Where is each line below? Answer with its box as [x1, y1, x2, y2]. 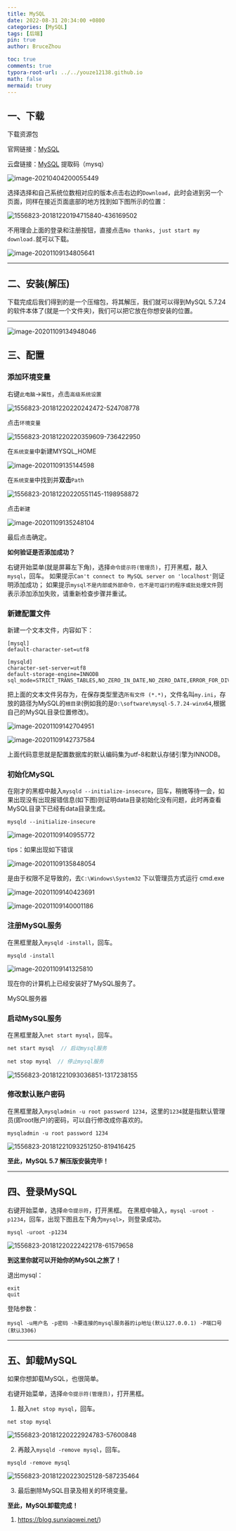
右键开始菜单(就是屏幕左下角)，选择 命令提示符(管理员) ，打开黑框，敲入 [7, 562, 208, 571]
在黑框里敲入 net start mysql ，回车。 [7, 1031, 117, 1039]
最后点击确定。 [7, 533, 51, 541]
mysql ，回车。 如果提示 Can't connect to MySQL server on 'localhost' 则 [7, 572, 219, 580]
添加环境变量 [7, 372, 51, 382]
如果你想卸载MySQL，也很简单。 [7, 1375, 103, 1383]
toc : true [7, 56, 37, 63]
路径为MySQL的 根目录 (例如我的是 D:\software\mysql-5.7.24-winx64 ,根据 [19, 699, 226, 707]
